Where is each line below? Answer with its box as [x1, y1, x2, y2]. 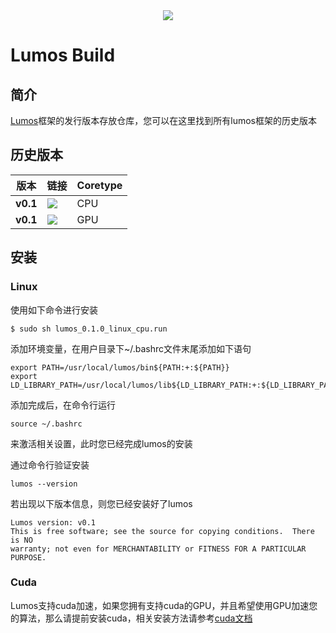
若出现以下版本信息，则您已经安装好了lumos [10, 497, 193, 509]
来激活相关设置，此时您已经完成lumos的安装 [10, 437, 193, 449]
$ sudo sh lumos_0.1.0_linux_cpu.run [10, 324, 168, 334]
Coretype [76, 178, 123, 192]
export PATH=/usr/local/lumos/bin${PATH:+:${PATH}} [10, 362, 230, 373]
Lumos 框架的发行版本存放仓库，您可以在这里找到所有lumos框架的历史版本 [10, 115, 317, 126]
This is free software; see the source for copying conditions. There [10, 526, 315, 536]
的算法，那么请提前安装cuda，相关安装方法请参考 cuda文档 [10, 612, 253, 624]
